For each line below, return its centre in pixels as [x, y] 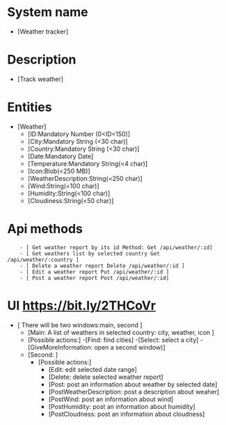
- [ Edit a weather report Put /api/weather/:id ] [95, 272]
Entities [30, 107]
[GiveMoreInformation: [60, 347]
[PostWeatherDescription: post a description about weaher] [134, 392]
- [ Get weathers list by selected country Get [90, 253]
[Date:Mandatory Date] [60, 156]
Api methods [45, 229]
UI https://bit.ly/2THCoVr [82, 305]
